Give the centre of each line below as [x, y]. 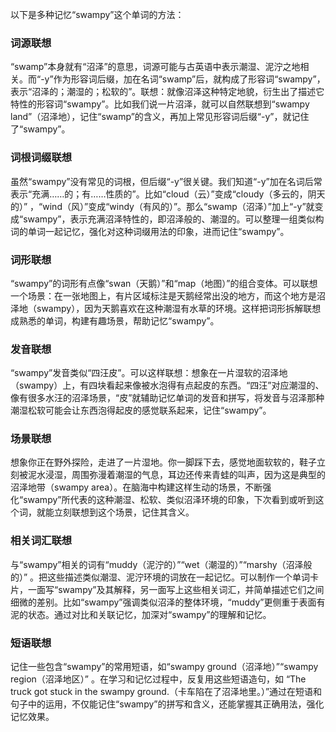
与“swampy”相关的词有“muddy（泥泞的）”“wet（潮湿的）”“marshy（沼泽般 [161, 564]
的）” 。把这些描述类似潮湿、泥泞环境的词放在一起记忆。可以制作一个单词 [160, 577]
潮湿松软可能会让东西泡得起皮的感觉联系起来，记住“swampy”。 [141, 410]
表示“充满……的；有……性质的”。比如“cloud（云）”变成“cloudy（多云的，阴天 [168, 194]
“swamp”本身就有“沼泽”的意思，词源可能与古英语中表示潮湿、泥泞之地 [155, 67]
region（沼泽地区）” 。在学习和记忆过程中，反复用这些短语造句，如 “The [158, 679]
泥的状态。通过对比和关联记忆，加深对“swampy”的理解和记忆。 [141, 614]
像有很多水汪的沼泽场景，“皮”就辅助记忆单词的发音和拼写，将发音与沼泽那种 [167, 398]
